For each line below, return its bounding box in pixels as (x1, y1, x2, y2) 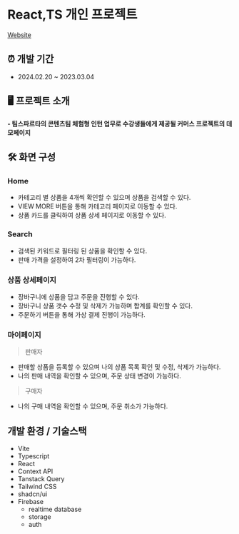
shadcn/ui (17, 490, 48, 498)
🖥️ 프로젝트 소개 (7, 95, 70, 107)
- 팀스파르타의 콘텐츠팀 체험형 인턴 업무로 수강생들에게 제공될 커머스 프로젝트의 (7, 119, 225, 128)
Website (7, 30, 32, 39)
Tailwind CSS (17, 483, 57, 491)
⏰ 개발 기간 (7, 53, 54, 65)
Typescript (17, 452, 50, 460)
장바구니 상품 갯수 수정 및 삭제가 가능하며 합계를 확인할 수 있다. (17, 301, 193, 311)
